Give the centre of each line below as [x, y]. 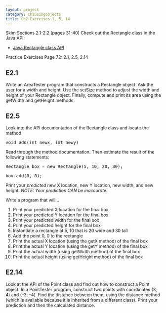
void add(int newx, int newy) [42, 142]
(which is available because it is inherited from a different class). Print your [82, 300]
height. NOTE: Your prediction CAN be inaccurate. [57, 190]
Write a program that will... [33, 200]
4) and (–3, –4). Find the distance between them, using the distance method [83, 295]
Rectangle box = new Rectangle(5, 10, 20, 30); [64, 167]
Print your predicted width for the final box [56, 220]
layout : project [22, 10]
